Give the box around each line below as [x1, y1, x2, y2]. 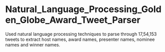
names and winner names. [5, 41, 61, 47]
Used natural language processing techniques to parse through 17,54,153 [5, 31, 157, 37]
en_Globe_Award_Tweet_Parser [5, 14, 141, 26]
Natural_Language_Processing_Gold [5, 4, 162, 15]
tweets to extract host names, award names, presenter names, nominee [5, 36, 155, 42]
